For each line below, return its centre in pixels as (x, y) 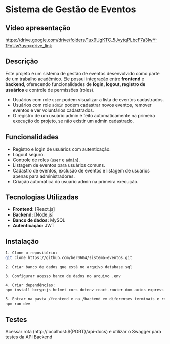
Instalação (22, 241)
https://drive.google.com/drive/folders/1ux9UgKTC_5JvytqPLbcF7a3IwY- (81, 40)
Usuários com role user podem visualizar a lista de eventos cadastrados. (88, 99)
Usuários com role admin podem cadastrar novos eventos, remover (82, 105)
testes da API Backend (29, 337)
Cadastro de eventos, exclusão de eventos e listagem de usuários (81, 170)
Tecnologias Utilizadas (42, 198)
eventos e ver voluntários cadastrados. (53, 110)
